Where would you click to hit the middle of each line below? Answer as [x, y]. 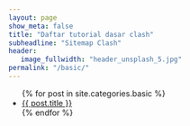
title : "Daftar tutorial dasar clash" [81, 34]
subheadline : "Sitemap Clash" [65, 43]
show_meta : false [41, 26]
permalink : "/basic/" [49, 68]
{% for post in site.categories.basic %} [93, 93]
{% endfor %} [47, 112]
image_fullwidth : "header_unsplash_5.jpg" [101, 59]
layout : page [33, 18]
